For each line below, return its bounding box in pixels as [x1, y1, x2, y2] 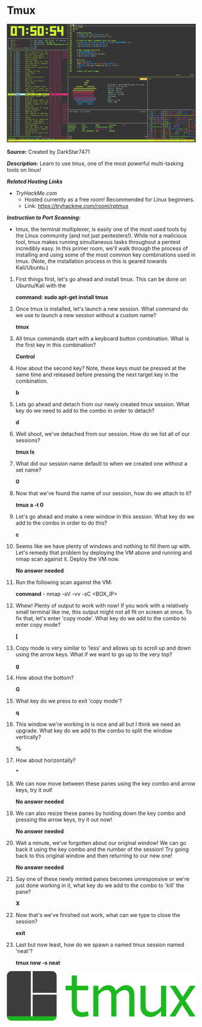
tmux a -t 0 [15, 501, 44, 508]
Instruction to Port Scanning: [7, 214, 81, 221]
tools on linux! [7, 166, 41, 173]
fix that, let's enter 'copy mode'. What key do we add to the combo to [15, 614, 186, 622]
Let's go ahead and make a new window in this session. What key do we [15, 513, 194, 520]
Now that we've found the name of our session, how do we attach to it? [15, 489, 192, 496]
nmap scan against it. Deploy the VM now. [15, 555, 120, 562]
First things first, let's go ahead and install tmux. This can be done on [15, 275, 186, 282]
